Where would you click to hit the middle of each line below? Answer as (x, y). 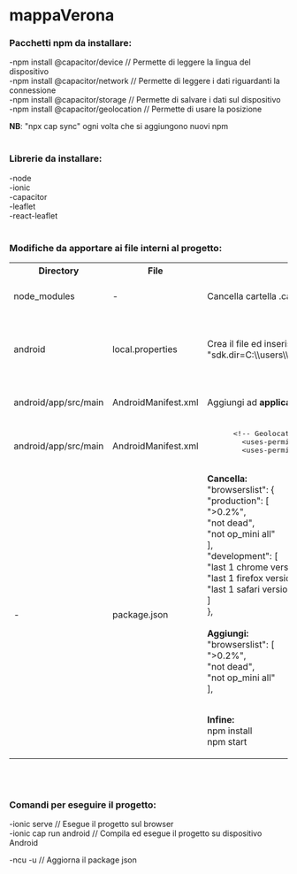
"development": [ (243, 556)
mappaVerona (62, 15)
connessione (33, 90)
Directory (59, 271)
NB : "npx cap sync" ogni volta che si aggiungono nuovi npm (119, 126)
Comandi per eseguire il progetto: (83, 805)
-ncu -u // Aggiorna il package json (73, 860)
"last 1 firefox (235, 579)
